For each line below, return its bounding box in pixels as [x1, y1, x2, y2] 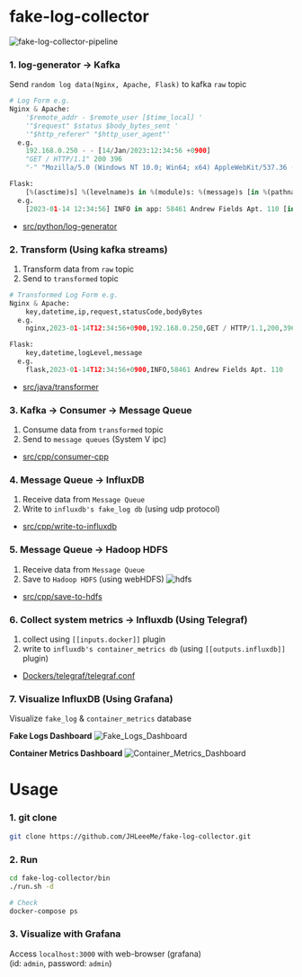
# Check [9, 898, 39, 907]
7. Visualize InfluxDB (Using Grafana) [9, 692, 173, 705]
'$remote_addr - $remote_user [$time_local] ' [25, 112, 203, 122]
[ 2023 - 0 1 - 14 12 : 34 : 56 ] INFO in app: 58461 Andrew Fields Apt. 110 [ [25, 204, 288, 213]
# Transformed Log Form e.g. [9, 290, 119, 299]
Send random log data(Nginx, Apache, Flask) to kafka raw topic [9, 79, 247, 90]
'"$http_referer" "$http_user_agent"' [25, 129, 171, 138]
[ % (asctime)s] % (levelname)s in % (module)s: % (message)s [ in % [25, 187, 268, 197]
